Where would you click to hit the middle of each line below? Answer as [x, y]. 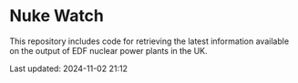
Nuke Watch [57, 16]
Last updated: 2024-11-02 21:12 [68, 68]
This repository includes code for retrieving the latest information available [149, 41]
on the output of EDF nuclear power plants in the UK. [108, 50]
